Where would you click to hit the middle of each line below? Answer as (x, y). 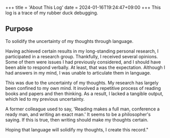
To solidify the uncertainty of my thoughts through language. (69, 41)
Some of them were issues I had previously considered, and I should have (83, 62)
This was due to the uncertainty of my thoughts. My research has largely (82, 83)
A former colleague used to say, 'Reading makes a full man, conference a (82, 109)
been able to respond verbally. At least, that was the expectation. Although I (85, 67)
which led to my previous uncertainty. (45, 99)
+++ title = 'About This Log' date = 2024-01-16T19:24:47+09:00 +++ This (83, 7)
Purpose (19, 29)
